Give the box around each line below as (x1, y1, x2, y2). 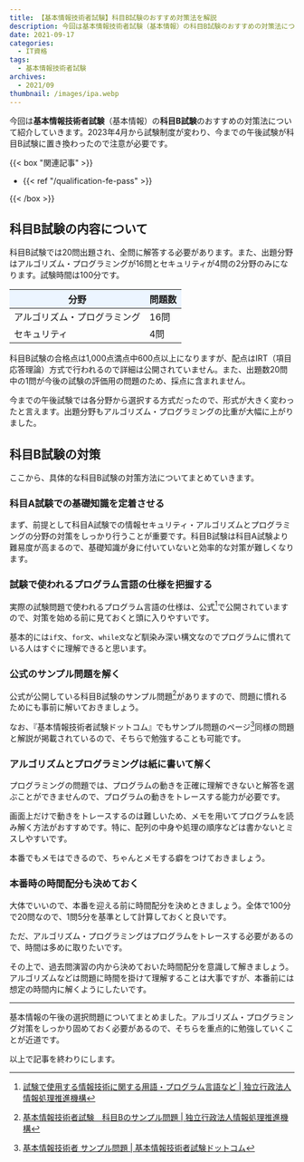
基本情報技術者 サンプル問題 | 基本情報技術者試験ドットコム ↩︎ (22, 1142, 255, 1153)
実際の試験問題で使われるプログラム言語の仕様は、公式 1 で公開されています (9, 599, 290, 612)
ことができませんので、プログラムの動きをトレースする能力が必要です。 (16, 791, 285, 802)
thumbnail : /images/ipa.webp (9, 89, 119, 98)
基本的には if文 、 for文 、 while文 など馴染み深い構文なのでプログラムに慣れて (9, 632, 292, 643)
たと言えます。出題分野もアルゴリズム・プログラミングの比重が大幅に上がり (9, 406, 294, 417)
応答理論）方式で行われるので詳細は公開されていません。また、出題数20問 (9, 364, 288, 375)
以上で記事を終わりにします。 (9, 1053, 120, 1064)
